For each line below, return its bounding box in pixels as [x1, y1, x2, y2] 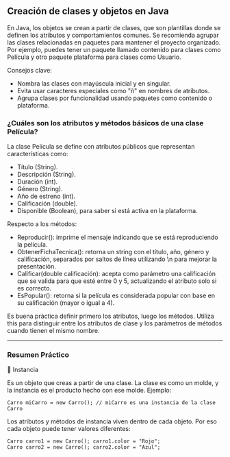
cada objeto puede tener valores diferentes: [7, 425, 131, 433]
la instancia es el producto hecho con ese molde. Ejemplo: [7, 386, 172, 395]
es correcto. [16, 284, 52, 293]
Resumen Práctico [7, 350, 70, 360]
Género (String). [16, 185, 63, 193]
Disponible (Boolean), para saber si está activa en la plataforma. [16, 207, 199, 215]
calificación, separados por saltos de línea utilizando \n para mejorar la [16, 255, 218, 263]
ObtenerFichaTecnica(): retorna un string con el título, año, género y [16, 248, 209, 256]
